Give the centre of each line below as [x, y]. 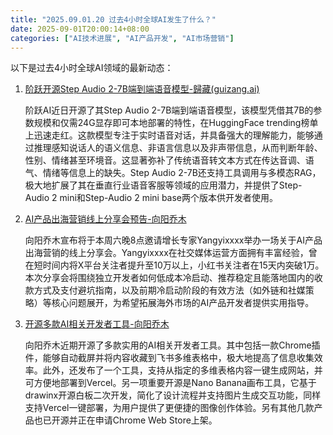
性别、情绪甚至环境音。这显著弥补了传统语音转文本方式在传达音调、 [165, 160]
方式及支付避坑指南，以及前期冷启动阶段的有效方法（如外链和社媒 [169, 290]
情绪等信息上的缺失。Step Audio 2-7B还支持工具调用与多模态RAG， [182, 173]
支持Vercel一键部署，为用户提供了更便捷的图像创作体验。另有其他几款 [169, 408]
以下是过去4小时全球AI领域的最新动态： [92, 68]
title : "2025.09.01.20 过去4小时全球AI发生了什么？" [113, 19]
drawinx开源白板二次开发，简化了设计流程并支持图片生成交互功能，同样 [173, 395]
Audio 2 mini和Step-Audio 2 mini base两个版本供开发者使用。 [151, 198]
